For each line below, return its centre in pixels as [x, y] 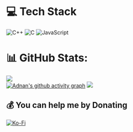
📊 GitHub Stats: [47, 58]
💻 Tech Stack [42, 12]
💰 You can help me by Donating [67, 105]
